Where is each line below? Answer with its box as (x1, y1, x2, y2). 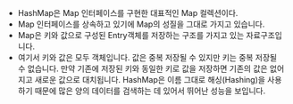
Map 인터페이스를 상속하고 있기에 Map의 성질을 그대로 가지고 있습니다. (17, 19, 265, 29)
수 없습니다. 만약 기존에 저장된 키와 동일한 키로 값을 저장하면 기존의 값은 (17, 63, 268, 74)
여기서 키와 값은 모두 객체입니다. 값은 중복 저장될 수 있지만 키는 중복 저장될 (17, 52, 278, 62)
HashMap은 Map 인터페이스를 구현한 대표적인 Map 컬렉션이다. (17, 8, 239, 18)
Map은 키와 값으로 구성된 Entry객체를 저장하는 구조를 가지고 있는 (17, 30, 245, 40)
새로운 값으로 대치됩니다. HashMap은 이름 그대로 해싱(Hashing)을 (34, 75, 266, 84)
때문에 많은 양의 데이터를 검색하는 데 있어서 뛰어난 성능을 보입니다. (34, 85, 266, 96)
